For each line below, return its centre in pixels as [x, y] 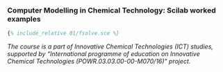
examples [24, 19]
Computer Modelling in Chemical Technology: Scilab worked [112, 10]
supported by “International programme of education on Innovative [104, 54]
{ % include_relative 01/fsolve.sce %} [63, 33]
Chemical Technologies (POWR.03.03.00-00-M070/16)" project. [99, 62]
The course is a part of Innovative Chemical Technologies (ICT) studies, [110, 46]
